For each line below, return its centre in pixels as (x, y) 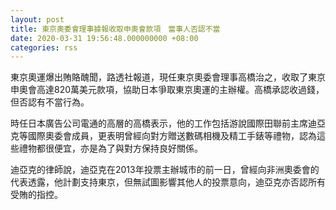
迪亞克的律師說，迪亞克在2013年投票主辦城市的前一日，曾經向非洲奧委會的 (165, 170)
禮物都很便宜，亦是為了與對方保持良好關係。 (110, 148)
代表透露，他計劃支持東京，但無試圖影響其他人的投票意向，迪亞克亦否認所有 (168, 182)
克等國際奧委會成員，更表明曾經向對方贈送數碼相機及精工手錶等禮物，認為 (163, 136)
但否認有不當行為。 (50, 102)
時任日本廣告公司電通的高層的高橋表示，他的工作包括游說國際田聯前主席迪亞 (168, 123)
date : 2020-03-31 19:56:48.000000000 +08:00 (104, 38)
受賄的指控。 (36, 195)
